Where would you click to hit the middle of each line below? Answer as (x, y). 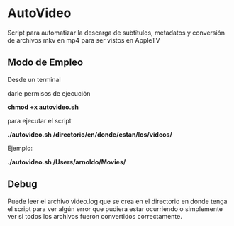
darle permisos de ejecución (49, 93)
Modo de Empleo (45, 63)
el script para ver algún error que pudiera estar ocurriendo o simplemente (115, 209)
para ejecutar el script (40, 120)
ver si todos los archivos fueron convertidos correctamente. (95, 216)
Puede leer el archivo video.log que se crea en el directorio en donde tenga (117, 201)
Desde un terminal (34, 79)
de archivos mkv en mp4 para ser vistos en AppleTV (84, 40)
